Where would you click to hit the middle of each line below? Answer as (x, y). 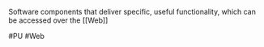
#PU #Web (26, 36)
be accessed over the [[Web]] (58, 20)
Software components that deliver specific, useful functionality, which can (132, 12)
